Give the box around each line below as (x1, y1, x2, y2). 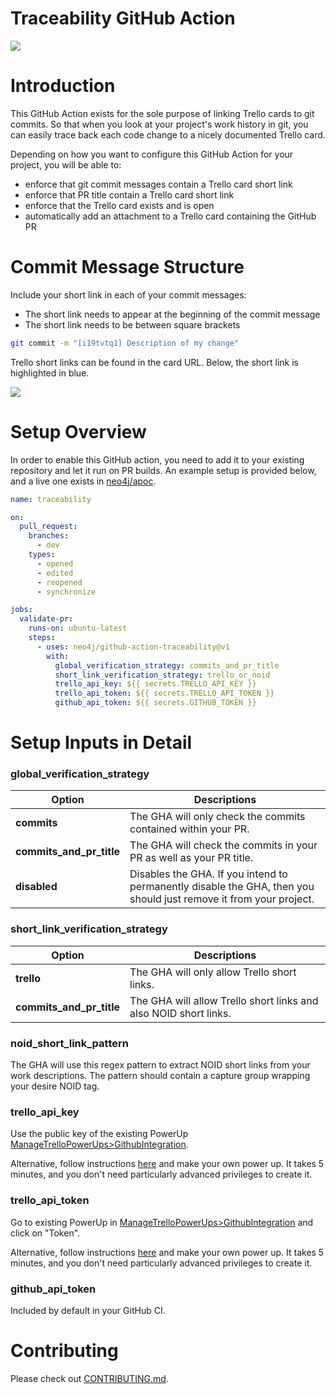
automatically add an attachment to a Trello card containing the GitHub (24, 210, 317, 222)
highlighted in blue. (10, 367, 90, 379)
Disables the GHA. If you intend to (129, 867, 288, 881)
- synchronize (36, 587, 97, 597)
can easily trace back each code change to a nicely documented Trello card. (10, 128, 326, 141)
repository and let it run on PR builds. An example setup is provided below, (10, 464, 317, 476)
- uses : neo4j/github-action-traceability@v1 (36, 642, 230, 652)
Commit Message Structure (10, 256, 245, 279)
